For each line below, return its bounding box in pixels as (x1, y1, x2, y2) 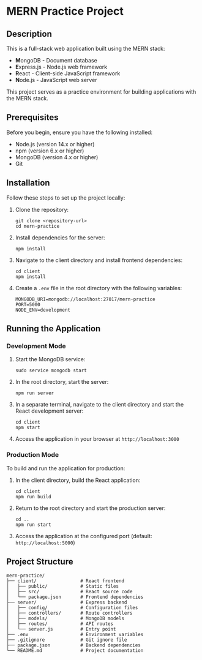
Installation (6, 178, 50, 188)
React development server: (15, 407, 84, 414)
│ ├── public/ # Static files (6, 583, 119, 590)
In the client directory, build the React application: (15, 476, 141, 484)
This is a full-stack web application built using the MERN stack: (6, 45, 165, 52)
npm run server (15, 390, 54, 396)
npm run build (15, 493, 51, 500)
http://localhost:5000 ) (15, 539, 75, 546)
